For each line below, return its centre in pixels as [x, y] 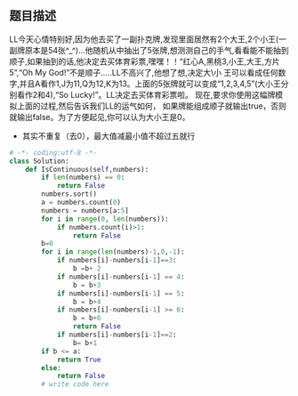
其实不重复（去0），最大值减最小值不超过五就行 [109, 135]
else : [52, 368]
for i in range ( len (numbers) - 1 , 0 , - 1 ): [113, 252]
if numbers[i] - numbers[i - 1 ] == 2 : [117, 335]
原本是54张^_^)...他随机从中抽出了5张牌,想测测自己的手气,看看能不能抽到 [157, 50]
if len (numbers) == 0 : [83, 178]
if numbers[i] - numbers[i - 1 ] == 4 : [121, 277]
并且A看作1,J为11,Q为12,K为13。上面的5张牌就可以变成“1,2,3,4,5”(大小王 [150, 84]
